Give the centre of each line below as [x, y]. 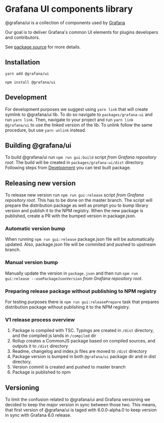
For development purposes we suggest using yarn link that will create [77, 109]
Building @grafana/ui [38, 145]
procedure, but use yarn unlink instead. [46, 130]
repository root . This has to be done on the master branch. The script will [79, 200]
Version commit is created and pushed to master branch [69, 367]
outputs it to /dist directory [40, 346]
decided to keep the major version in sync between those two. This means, [81, 405]
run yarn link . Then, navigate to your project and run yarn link [69, 119]
